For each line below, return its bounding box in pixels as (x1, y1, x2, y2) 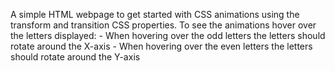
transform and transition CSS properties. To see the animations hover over (10, 19, 317, 31)
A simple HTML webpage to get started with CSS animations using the (10, 9, 300, 20)
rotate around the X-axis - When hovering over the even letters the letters (10, 40, 313, 52)
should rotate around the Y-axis (10, 51, 141, 63)
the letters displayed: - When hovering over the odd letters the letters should (10, 30, 326, 41)
